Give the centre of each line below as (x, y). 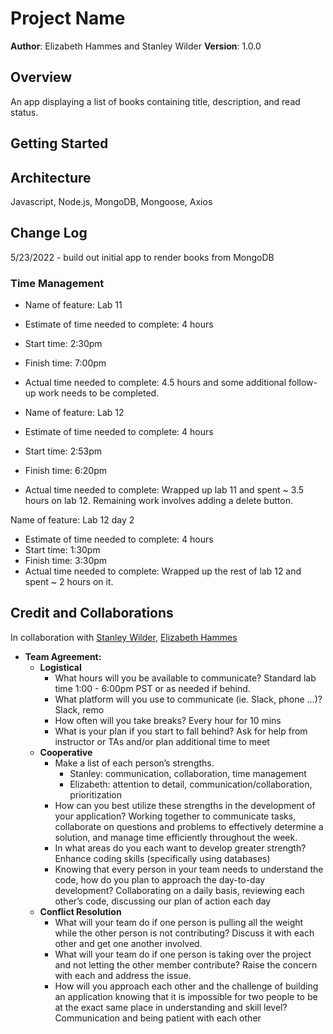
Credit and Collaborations (92, 613)
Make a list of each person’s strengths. (134, 763)
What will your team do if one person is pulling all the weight (179, 922)
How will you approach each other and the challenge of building (186, 986)
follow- (303, 383)
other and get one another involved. (128, 943)
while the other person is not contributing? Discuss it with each (184, 933)
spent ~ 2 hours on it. (69, 582)
